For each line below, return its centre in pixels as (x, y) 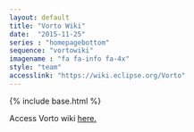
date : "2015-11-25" (48, 34)
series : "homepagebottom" (59, 42)
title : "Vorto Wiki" (48, 26)
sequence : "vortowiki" (51, 51)
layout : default (39, 17)
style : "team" (36, 68)
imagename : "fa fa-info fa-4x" (69, 59)
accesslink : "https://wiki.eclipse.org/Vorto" (97, 76)
